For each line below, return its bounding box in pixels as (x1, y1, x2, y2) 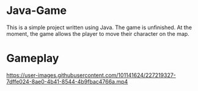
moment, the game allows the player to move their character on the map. (6, 30, 189, 37)
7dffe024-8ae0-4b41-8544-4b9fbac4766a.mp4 (6, 78, 128, 85)
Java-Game (6, 4, 67, 18)
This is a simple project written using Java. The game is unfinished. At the (6, 24, 193, 31)
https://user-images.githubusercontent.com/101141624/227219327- (6, 71, 176, 79)
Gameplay (6, 52, 59, 66)
